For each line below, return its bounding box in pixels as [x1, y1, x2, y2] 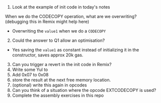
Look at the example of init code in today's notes [12, 4, 111, 10]
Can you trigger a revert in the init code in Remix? [12, 62, 112, 67]
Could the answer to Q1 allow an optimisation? [12, 37, 105, 43]
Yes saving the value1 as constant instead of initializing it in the [12, 47, 140, 52]
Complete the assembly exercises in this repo [12, 92, 104, 98]
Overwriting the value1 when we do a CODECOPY [12, 28, 106, 34]
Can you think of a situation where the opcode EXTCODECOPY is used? [12, 87, 156, 93]
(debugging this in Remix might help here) [5, 19, 89, 24]
